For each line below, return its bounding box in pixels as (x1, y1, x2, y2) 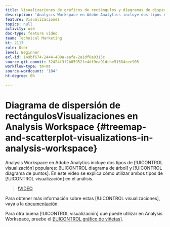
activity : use (5, 26, 35, 31)
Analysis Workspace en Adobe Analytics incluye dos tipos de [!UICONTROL (5, 159, 163, 165)
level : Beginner (5, 50, 39, 55)
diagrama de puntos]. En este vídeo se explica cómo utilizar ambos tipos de (5, 170, 163, 176)
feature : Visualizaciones (5, 17, 60, 22)
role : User (5, 45, 28, 50)
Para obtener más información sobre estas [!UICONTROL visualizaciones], (5, 195, 160, 201)
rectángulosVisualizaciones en (5, 110, 138, 122)
